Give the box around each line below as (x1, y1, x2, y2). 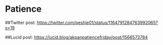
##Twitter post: (5, 20, 36, 25)
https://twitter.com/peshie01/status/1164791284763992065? (37, 20, 158, 25)
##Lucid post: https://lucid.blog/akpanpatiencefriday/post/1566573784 (5, 34, 148, 40)
